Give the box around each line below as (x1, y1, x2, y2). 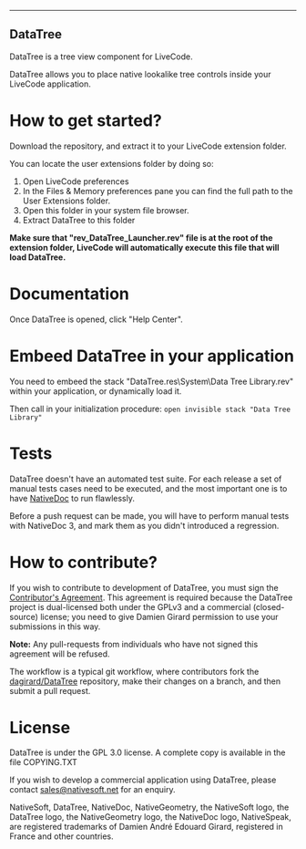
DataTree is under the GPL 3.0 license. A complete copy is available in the (9, 747, 286, 758)
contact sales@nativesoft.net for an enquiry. (9, 784, 176, 795)
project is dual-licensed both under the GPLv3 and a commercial (9, 601, 251, 612)
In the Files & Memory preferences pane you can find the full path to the (22, 185, 293, 196)
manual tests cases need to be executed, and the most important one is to (9, 482, 288, 493)
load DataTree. (9, 252, 66, 263)
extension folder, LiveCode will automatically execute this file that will (9, 242, 280, 253)
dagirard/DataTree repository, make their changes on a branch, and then (9, 676, 281, 687)
